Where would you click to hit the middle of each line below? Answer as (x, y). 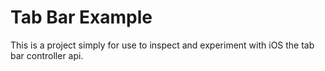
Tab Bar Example (81, 17)
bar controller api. (47, 55)
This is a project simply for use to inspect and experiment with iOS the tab (162, 45)
